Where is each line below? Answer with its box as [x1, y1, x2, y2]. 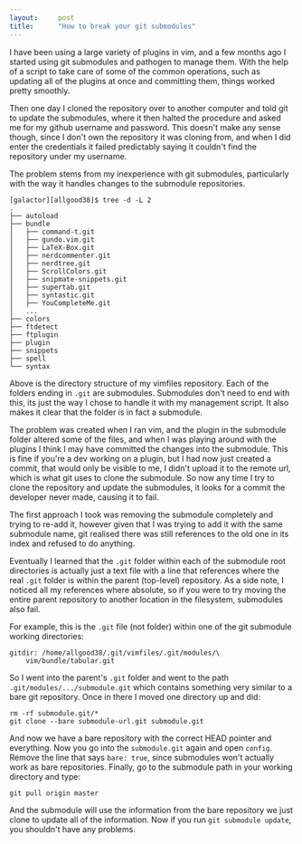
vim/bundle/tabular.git [25, 656, 116, 666]
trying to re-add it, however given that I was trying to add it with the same [9, 518, 283, 530]
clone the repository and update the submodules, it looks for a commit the [9, 482, 286, 493]
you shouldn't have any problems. [9, 823, 136, 834]
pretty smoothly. [9, 85, 71, 96]
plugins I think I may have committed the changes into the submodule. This [9, 443, 288, 454]
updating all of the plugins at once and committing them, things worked [9, 75, 276, 86]
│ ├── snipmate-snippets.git [9, 274, 127, 283]
